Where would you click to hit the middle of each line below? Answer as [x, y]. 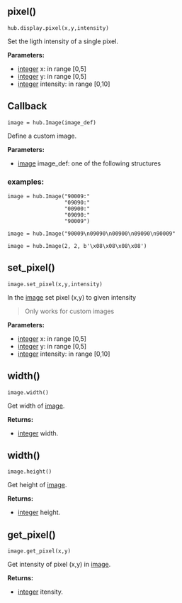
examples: [26, 182]
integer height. [39, 512]
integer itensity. [40, 592]
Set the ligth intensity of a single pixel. [63, 41]
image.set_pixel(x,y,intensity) [55, 284]
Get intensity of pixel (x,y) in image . [59, 565]
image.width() [28, 392]
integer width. [38, 433]
